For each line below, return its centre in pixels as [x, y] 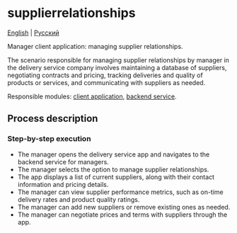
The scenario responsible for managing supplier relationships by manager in [118, 60]
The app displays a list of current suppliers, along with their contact [116, 177]
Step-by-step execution [49, 139]
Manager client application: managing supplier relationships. [95, 46]
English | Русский [33, 33]
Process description [53, 119]
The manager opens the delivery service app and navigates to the [114, 154]
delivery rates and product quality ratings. [79, 199]
